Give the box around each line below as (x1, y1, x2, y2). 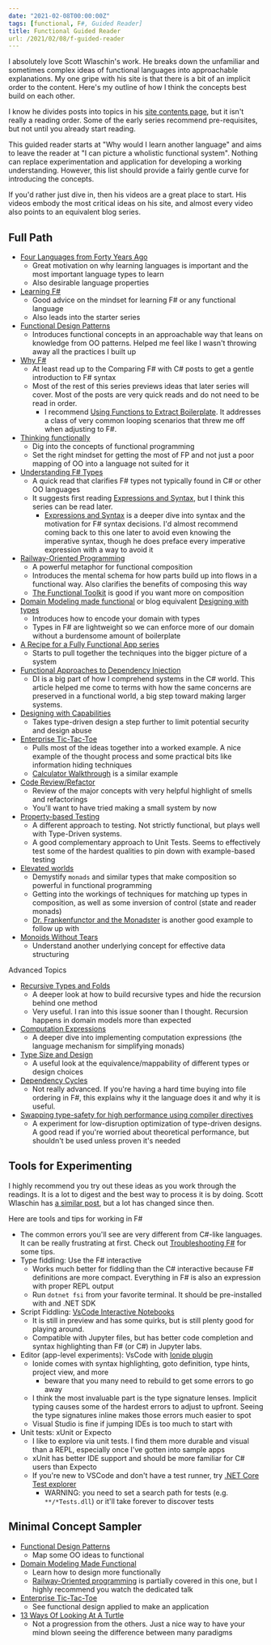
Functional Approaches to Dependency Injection (19, 665, 181, 675)
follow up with (32, 924, 79, 934)
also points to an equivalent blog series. (8, 207, 142, 217)
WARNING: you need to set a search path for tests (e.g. (44, 1488, 229, 1498)
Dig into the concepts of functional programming (32, 442, 195, 451)
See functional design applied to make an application (32, 1601, 210, 1611)
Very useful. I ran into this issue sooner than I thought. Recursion (32, 1006, 248, 1017)
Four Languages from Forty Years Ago (19, 252, 148, 262)
